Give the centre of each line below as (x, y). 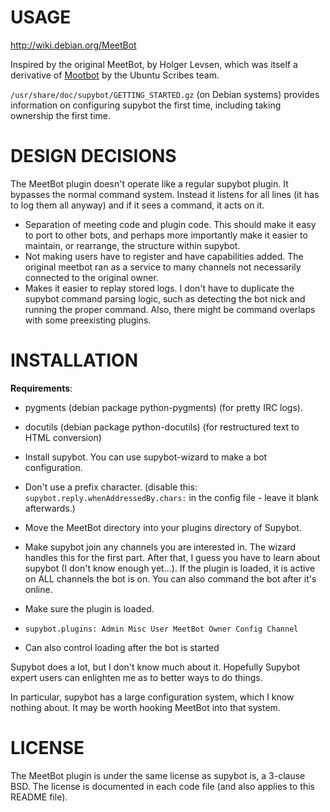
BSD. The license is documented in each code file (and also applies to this (163, 786)
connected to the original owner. (91, 277)
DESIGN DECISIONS (93, 156)
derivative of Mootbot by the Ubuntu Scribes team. (115, 75)
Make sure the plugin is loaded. (89, 608)
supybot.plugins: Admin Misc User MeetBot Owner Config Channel (161, 629)
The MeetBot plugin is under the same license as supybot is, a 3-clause (158, 775)
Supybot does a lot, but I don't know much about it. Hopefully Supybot (155, 667)
